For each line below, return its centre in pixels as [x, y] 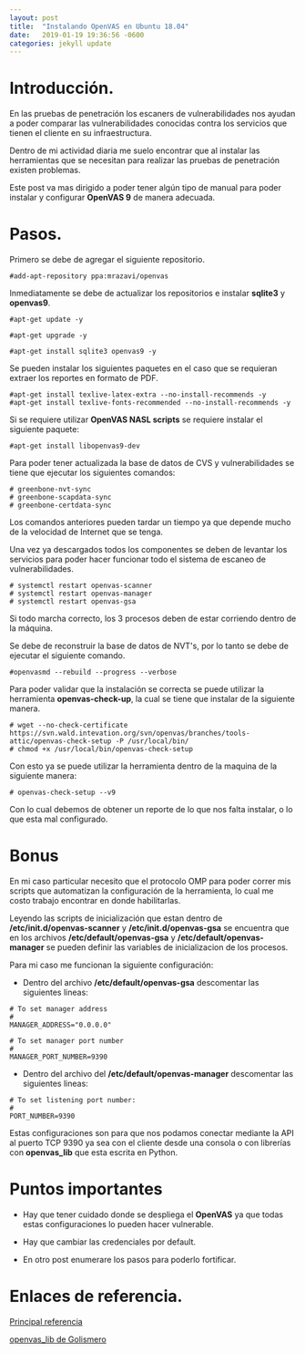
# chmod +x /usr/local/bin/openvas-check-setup [102, 749]
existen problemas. [45, 171]
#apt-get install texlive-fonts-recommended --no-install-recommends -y [150, 403]
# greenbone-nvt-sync [51, 490]
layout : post [34, 18]
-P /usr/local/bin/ [152, 741]
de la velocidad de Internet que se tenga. [86, 532]
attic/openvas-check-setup [61, 741]
